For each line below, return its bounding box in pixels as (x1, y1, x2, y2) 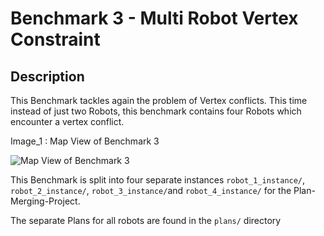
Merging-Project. (10, 195, 81, 207)
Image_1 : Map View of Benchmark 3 (10, 135, 160, 147)
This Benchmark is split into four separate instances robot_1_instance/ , (10, 174, 306, 186)
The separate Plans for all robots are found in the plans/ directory (10, 215, 282, 226)
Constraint (10, 28, 101, 51)
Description (10, 68, 85, 85)
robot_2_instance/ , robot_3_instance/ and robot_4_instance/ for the (10, 185, 292, 196)
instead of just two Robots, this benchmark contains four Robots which (10, 105, 302, 117)
